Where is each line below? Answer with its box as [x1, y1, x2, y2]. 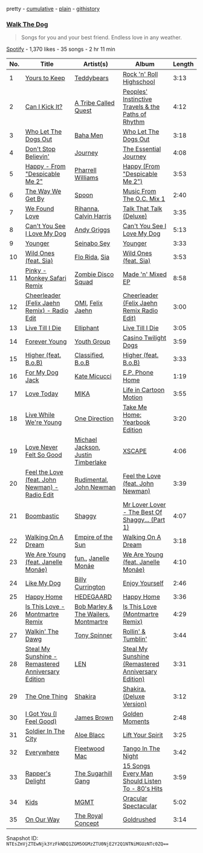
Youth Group [74, 338, 111, 346]
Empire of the [74, 533, 113, 541]
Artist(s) [83, 60, 109, 68]
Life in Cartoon [123, 386, 165, 394]
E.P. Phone [123, 369, 154, 377]
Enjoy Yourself [123, 579, 164, 588]
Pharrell [74, 166, 97, 175]
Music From [123, 187, 156, 196]
